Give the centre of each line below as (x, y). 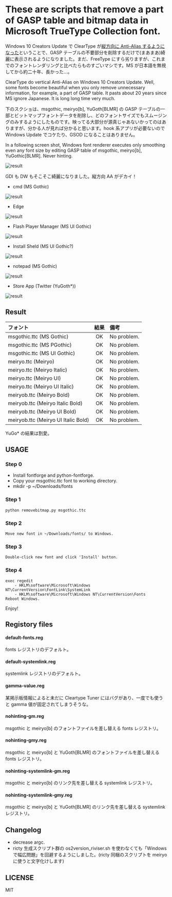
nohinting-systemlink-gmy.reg (39, 795)
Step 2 (14, 523)
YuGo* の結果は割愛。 (29, 433)
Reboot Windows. (23, 599)
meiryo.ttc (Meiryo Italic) (38, 369)
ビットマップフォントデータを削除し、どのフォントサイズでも (79, 115)
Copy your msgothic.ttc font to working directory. (65, 481)
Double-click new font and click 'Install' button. (62, 557)
